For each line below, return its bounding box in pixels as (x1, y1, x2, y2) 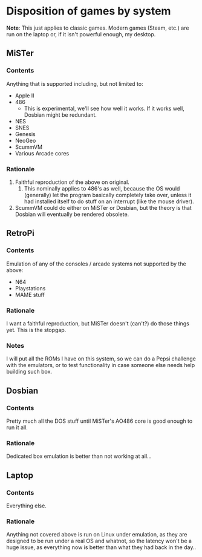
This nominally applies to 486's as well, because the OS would (24, 184, 180, 192)
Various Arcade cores (15, 149, 70, 157)
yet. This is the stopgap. (6, 326, 67, 333)
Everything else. (6, 502, 47, 509)
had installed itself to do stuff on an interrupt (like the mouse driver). (24, 198, 195, 205)
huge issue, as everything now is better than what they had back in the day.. (6, 544, 197, 551)
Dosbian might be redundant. (24, 111, 97, 119)
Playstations (15, 284, 46, 292)
